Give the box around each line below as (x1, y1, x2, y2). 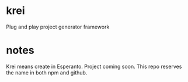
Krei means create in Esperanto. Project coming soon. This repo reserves (6, 63, 182, 70)
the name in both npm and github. (6, 69, 88, 76)
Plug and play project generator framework (6, 23, 110, 30)
